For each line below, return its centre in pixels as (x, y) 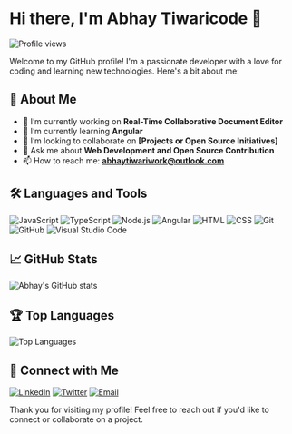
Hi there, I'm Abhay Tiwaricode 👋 (136, 19)
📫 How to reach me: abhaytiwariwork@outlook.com (123, 160)
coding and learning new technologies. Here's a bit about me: (125, 71)
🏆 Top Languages (62, 316)
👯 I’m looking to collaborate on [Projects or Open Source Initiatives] (150, 141)
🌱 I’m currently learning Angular (83, 131)
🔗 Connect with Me (64, 370)
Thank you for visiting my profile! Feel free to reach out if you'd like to (140, 409)
